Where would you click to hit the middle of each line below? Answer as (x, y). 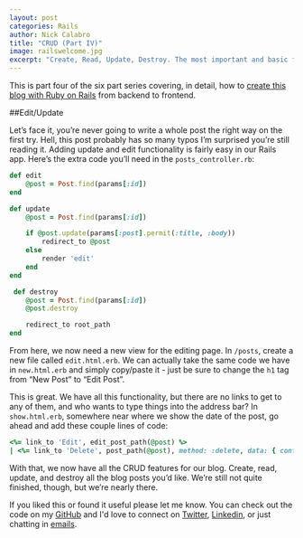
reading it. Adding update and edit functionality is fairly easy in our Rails (143, 149)
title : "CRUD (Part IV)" (56, 43)
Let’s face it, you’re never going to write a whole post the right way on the (146, 130)
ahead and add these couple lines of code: (89, 425)
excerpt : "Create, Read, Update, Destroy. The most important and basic (149, 60)
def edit (26, 175)
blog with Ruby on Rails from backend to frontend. (103, 95)
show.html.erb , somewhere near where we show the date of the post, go (144, 416)
